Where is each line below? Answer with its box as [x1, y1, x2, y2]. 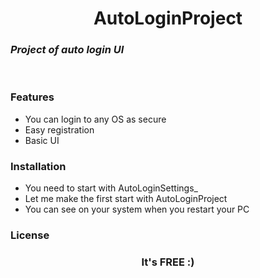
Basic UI [24, 134, 60, 146]
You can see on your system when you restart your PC [24, 203, 250, 216]
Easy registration [24, 123, 95, 136]
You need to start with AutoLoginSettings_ [24, 182, 198, 194]
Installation [10, 159, 67, 173]
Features [10, 90, 55, 104]
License [10, 228, 50, 242]
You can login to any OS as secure [24, 113, 167, 125]
